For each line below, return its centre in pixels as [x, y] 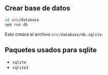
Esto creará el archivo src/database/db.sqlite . [54, 34]
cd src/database [22, 20]
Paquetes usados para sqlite [51, 50]
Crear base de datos [38, 8]
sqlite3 [20, 68]
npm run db [16, 25]
